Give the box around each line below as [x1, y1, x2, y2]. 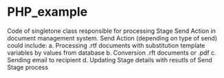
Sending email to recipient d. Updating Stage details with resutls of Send [7, 55, 213, 64]
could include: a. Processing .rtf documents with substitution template [7, 41, 205, 49]
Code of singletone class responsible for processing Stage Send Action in [7, 27, 216, 35]
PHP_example [7, 4, 88, 20]
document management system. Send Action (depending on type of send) [7, 34, 218, 42]
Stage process [7, 63, 49, 71]
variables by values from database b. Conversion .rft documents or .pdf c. [7, 49, 216, 57]
